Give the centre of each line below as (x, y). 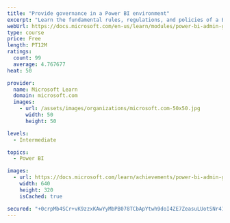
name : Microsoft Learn (46, 90)
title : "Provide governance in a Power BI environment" (88, 13)
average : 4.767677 (40, 64)
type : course (26, 32)
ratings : (20, 52)
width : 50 (39, 115)
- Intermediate (35, 140)
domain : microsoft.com (46, 96)
